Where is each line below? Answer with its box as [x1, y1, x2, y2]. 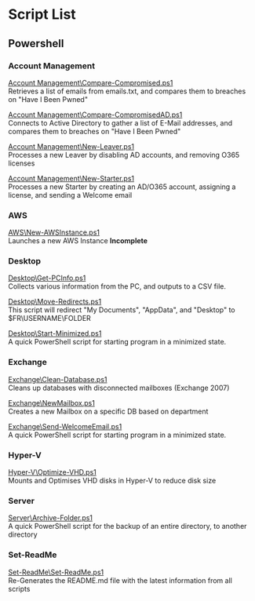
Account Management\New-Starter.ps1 [8, 173, 135, 183]
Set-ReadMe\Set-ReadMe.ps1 [8, 567, 104, 577]
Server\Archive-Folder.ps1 [8, 513, 93, 523]
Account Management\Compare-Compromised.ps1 [8, 78, 173, 87]
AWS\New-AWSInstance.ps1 [8, 228, 100, 237]
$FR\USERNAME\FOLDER [8, 314, 92, 323]
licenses [8, 158, 35, 168]
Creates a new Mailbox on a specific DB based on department [8, 406, 209, 416]
